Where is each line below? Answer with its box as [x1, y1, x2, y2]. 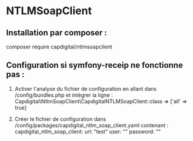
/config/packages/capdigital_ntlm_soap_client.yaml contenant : [14, 122, 169, 129]
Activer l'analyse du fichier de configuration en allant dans [14, 85, 157, 92]
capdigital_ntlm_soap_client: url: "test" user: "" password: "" [14, 128, 161, 135]
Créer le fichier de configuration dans [14, 115, 106, 122]
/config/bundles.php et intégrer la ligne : [14, 91, 113, 99]
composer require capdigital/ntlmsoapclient [6, 43, 113, 50]
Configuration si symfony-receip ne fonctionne [6, 60, 183, 70]
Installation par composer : [6, 28, 107, 38]
